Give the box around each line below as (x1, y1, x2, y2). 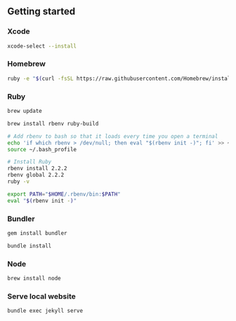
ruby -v (7, 178, 30, 185)
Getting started (7, 6, 76, 18)
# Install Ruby (7, 158, 52, 165)
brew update (7, 108, 42, 115)
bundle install (7, 242, 52, 250)
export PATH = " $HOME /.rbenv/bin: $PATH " (7, 191, 121, 198)
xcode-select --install (7, 42, 77, 50)
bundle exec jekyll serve (7, 308, 83, 315)
